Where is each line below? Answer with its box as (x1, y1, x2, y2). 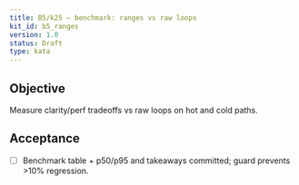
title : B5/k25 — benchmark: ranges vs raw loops (9, 13, 197, 23)
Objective (9, 81, 66, 96)
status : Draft (9, 38, 64, 48)
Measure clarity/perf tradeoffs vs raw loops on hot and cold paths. (9, 104, 259, 115)
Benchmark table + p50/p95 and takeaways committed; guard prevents (22, 155, 291, 166)
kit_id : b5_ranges (9, 22, 79, 31)
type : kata (9, 47, 51, 56)
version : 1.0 (9, 30, 59, 39)
